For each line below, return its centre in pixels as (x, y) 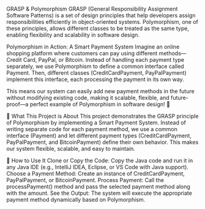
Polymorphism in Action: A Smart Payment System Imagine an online (93, 47)
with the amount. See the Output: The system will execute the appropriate (99, 193)
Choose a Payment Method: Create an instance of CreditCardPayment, (95, 173)
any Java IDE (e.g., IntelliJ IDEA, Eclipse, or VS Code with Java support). (97, 167)
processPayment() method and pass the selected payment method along (99, 187)
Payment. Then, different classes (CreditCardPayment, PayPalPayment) (96, 73)
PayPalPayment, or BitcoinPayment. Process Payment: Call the (85, 180)
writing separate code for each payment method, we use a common (92, 129)
